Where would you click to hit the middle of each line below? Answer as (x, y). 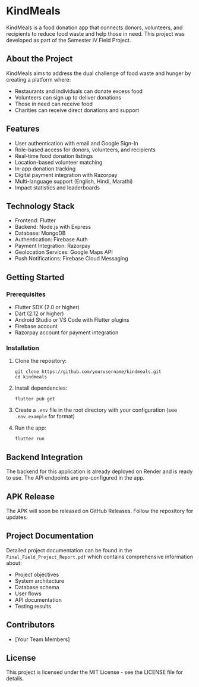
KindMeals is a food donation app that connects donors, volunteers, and (94, 27)
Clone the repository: (41, 361)
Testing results (33, 606)
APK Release (31, 497)
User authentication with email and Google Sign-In (76, 143)
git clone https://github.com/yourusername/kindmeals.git (88, 372)
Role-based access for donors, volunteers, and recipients (85, 150)
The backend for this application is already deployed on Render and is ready (99, 471)
